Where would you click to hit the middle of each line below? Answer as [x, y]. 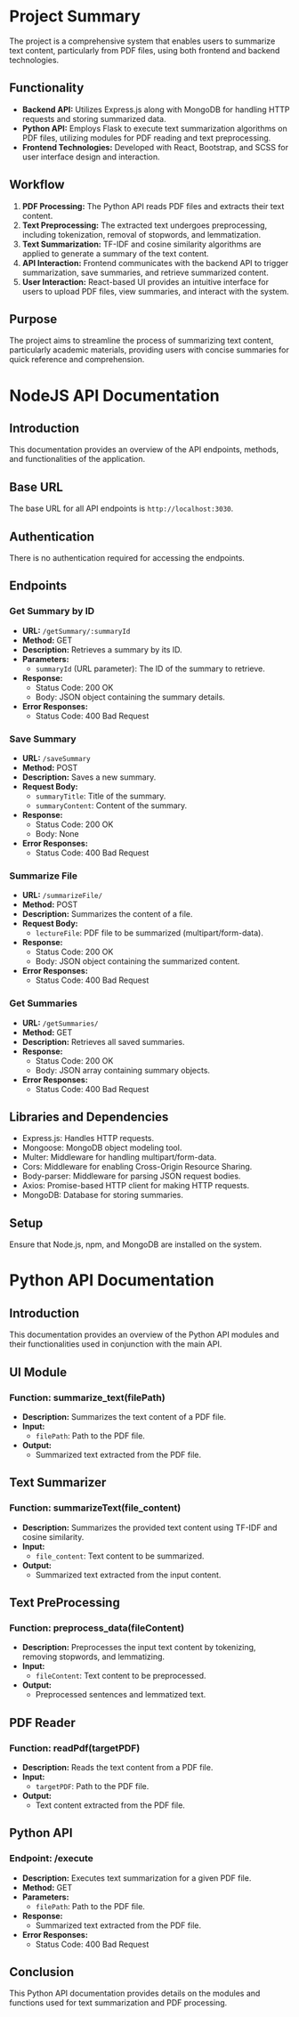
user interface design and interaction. [91, 157]
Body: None [57, 833]
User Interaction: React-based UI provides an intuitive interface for [145, 281]
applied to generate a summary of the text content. [115, 253]
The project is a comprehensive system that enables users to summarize [142, 41]
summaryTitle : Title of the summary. [101, 796]
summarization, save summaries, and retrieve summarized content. [145, 272]
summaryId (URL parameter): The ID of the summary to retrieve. [150, 668]
